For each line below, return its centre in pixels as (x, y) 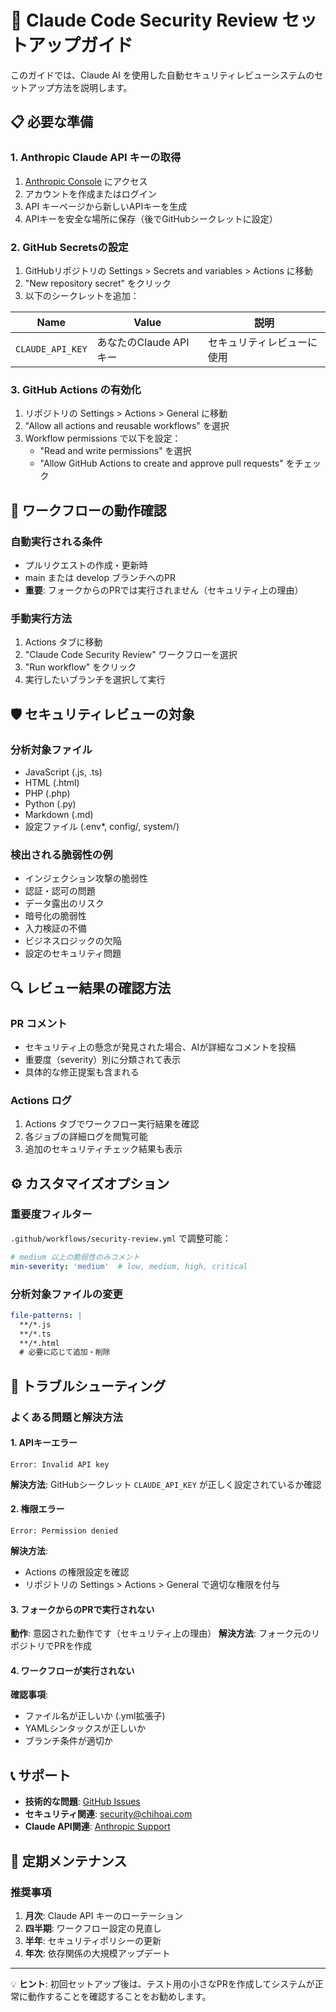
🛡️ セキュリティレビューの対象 (102, 714)
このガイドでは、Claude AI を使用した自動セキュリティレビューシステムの (162, 75)
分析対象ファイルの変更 (66, 1294)
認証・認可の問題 (60, 891)
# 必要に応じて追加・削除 (65, 1352)
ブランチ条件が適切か (68, 1741)
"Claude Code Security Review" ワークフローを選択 (131, 655)
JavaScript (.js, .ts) (63, 772)
